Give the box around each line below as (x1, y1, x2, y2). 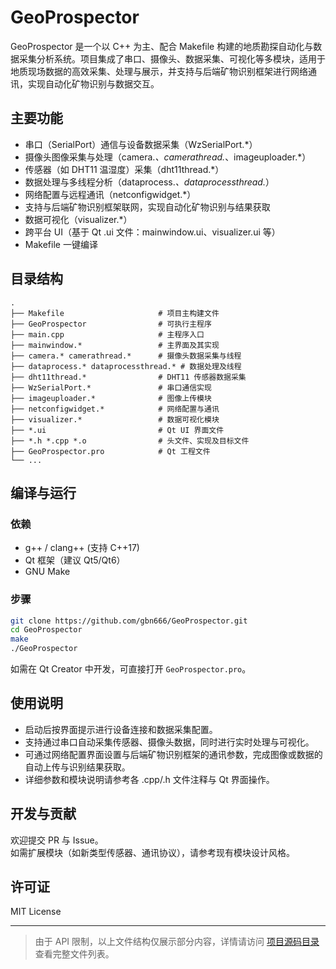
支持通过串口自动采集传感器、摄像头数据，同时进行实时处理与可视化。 (24, 736, 315, 748)
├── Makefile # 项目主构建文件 (10, 308, 220, 318)
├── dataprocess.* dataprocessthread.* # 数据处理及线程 (10, 361, 242, 371)
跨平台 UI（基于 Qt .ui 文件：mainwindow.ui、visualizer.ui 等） (24, 226, 281, 238)
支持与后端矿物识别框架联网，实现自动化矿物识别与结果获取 (24, 201, 271, 213)
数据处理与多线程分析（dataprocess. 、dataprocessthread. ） (24, 176, 275, 188)
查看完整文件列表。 (34, 948, 115, 960)
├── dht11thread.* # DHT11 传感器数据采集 (10, 372, 247, 382)
